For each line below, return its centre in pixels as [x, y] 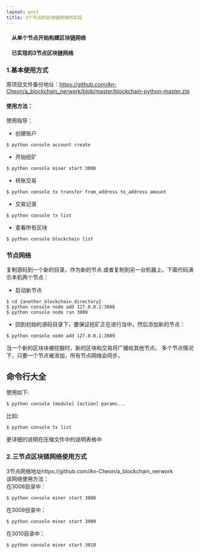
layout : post [23, 12]
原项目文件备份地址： [33, 84]
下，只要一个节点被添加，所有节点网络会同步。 [65, 355]
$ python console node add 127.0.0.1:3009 [61, 336]
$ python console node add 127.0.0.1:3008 [61, 307]
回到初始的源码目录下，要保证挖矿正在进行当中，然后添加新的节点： [100, 324]
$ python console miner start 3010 [51, 545]
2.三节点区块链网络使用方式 [47, 457]
